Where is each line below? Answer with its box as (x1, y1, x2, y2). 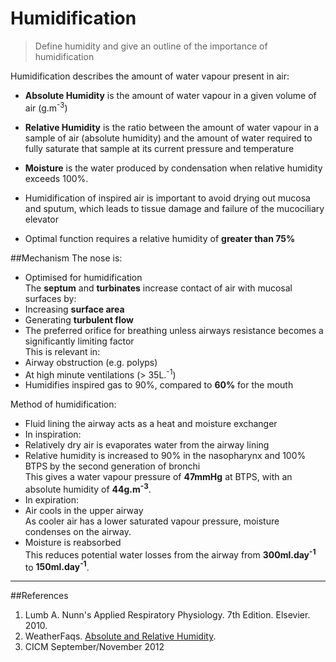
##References (10, 590, 69, 602)
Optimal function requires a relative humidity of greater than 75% (24, 232, 296, 244)
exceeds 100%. (24, 172, 89, 184)
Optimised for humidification (24, 271, 143, 283)
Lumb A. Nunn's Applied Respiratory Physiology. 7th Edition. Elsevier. (24, 609, 311, 621)
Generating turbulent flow (24, 313, 135, 326)
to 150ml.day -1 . (24, 559, 90, 573)
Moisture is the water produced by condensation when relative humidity (24, 162, 323, 174)
